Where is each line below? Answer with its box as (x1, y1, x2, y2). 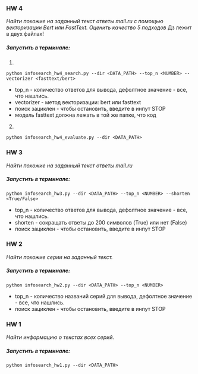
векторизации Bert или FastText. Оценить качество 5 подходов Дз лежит (6, 24, 192, 31)
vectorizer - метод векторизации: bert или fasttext (14, 99, 142, 106)
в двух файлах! (6, 30, 45, 38)
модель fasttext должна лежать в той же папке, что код (14, 111, 156, 119)
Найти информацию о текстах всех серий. (6, 334, 115, 341)
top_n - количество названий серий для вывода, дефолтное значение (14, 292, 192, 300)
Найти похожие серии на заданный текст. (6, 253, 113, 260)
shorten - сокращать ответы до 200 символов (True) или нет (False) (14, 219, 187, 226)
